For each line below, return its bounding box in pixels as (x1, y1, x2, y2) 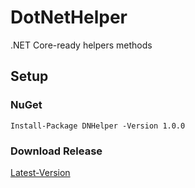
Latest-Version (10, 166, 71, 178)
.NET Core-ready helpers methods (10, 39, 153, 51)
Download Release (10, 144, 103, 158)
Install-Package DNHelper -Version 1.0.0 (10, 121, 186, 131)
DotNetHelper (10, 6, 128, 29)
